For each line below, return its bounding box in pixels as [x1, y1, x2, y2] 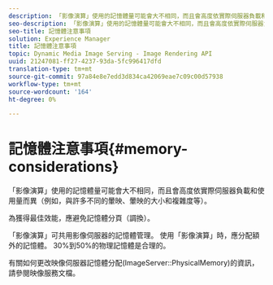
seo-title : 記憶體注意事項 [8, 27, 92, 35]
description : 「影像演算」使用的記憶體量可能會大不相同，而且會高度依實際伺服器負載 [8, 11, 262, 20]
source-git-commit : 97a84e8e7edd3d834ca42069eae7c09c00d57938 [8, 72, 223, 81]
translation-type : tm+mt [8, 65, 93, 73]
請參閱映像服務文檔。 [8, 268, 80, 278]
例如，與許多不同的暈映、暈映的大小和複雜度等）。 [43, 196, 211, 206]
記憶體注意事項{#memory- [8, 140, 188, 159]
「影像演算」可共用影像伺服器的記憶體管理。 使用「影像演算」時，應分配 [8, 230, 253, 240]
